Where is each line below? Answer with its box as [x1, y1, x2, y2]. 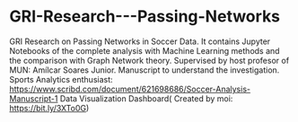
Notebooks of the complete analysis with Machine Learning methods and [9, 45, 280, 56]
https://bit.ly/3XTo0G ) [9, 102, 90, 113]
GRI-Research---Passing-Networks [9, 6, 281, 27]
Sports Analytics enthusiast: [9, 74, 114, 84]
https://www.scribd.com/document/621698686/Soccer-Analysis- [9, 83, 251, 94]
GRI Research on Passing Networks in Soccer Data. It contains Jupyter [9, 36, 271, 47]
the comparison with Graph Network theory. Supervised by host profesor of [9, 55, 290, 65]
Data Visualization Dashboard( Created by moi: [59, 92, 233, 104]
